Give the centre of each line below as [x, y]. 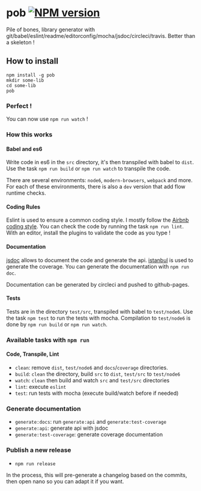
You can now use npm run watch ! [47, 119]
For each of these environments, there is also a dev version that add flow [96, 187]
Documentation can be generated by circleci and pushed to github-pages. [98, 284]
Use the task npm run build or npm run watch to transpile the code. [88, 169]
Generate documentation [43, 409]
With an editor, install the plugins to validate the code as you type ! [88, 233]
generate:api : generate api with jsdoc [61, 428]
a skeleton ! [20, 42]
